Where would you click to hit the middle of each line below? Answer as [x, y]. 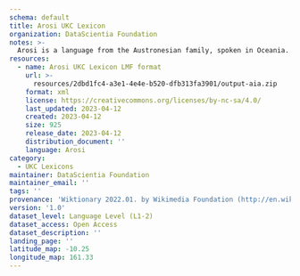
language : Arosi [56, 150]
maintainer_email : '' [50, 183]
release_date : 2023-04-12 [74, 134]
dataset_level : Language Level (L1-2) [81, 216]
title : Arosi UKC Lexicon [57, 26]
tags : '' [25, 191]
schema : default [39, 17]
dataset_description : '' [55, 232]
